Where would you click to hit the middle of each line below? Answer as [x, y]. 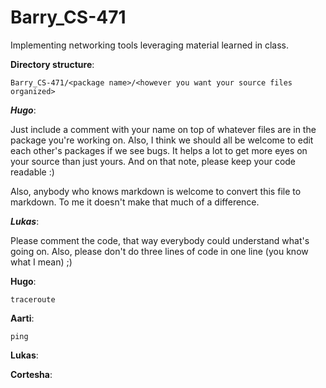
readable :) [32, 172]
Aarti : [22, 318]
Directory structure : [52, 64]
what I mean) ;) [41, 262]
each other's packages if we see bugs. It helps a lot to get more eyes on [159, 150]
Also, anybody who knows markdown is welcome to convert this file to [156, 191]
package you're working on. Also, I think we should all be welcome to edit [162, 140]
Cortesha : [31, 374]
